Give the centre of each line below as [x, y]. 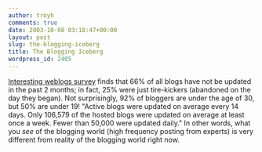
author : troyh [31, 15]
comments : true [33, 23]
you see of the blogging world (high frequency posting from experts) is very [131, 131]
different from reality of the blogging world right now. [94, 139]
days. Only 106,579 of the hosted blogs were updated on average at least [126, 114]
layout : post [29, 37]
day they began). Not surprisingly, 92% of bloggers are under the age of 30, [131, 98]
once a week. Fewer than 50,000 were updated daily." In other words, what [129, 123]
